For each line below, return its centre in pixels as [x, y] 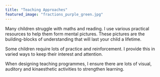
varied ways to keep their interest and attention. [54, 54]
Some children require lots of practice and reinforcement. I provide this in [80, 49]
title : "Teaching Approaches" [37, 10]
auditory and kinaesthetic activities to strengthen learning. [65, 69]
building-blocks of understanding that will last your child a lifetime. [73, 39]
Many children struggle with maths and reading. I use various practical [77, 28]
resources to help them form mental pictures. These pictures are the [75, 34]
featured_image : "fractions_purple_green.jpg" [54, 14]
